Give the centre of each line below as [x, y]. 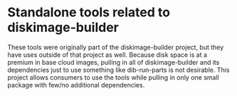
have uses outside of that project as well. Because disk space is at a [107, 55]
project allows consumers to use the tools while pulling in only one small [113, 77]
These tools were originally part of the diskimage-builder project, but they [116, 47]
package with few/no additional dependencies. [76, 85]
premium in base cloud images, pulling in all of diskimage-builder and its [114, 62]
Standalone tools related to [89, 12]
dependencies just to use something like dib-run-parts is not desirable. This [118, 70]
